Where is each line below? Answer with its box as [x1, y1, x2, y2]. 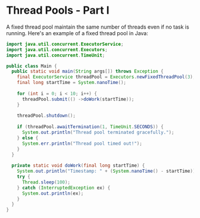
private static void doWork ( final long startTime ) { [11, 163, 145, 169]
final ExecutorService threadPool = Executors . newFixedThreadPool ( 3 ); [17, 74, 196, 80]
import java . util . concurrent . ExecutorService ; [6, 41, 124, 47]
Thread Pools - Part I [6, 4, 110, 17]
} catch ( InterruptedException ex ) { [17, 185, 111, 191]
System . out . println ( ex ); [21, 190, 84, 197]
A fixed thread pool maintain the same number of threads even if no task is [6, 23, 189, 30]
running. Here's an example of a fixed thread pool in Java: [6, 29, 149, 36]
